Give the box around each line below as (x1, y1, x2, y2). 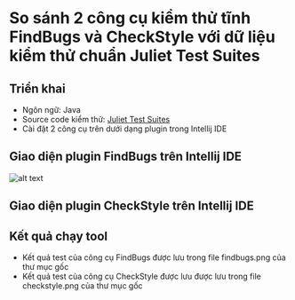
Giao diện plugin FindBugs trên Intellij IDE (9, 149, 243, 164)
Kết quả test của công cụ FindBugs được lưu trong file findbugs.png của (21, 252, 286, 263)
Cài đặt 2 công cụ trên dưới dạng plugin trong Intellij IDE (21, 123, 227, 134)
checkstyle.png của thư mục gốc (21, 280, 144, 291)
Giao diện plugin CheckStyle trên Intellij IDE (9, 199, 255, 214)
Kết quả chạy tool (9, 228, 108, 243)
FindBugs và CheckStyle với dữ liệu (9, 27, 275, 47)
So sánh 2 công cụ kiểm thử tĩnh (9, 8, 251, 28)
